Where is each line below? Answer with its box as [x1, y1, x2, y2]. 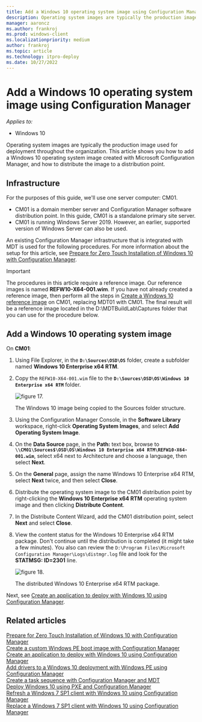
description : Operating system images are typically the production [6, 14, 182, 21]
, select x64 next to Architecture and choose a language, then [34, 452, 188, 460]
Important [6, 268, 31, 275]
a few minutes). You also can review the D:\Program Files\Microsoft [14, 544, 185, 551]
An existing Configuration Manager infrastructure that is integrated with [6, 236, 183, 244]
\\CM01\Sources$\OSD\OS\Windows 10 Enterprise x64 [14, 447, 145, 453]
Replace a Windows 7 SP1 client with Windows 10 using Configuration [6, 702, 179, 709]
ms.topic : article [6, 48, 52, 54]
